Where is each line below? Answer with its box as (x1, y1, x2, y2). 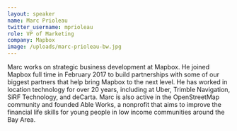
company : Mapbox (7, 37, 55, 44)
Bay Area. (7, 115, 36, 124)
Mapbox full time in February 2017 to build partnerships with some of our (7, 70, 219, 79)
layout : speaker (7, 10, 55, 18)
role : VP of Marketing (7, 30, 74, 38)
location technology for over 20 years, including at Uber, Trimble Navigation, (7, 86, 231, 93)
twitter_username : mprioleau (7, 23, 93, 30)
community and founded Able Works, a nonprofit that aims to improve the (7, 101, 221, 108)
